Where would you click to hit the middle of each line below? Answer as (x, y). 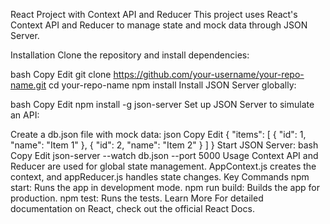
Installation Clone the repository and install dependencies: (130, 55)
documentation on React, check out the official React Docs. (132, 208)
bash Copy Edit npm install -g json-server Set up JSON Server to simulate (162, 104)
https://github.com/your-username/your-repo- (209, 74)
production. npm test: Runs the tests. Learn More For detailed (137, 198)
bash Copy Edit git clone (61, 74)
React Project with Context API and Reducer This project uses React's (154, 14)
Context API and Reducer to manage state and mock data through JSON (159, 25)
